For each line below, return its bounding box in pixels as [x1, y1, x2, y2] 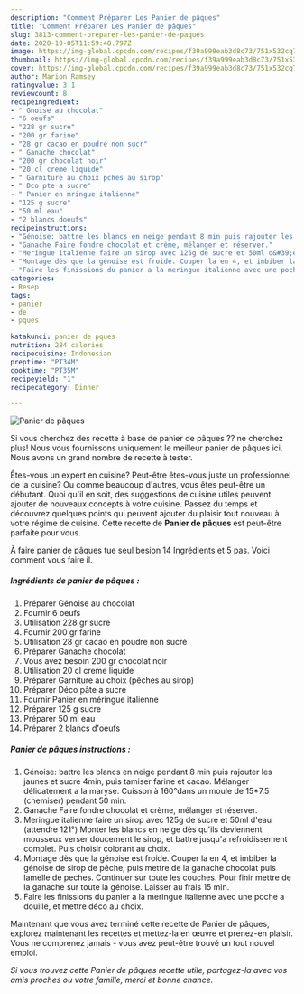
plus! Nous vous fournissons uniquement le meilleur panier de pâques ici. [10, 442, 283, 453]
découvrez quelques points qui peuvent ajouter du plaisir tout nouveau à [10, 508, 280, 519]
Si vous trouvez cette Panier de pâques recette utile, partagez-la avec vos [10, 965, 288, 976]
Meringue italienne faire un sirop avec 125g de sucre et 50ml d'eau [23, 815, 272, 826]
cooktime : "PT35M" [10, 365, 79, 375]
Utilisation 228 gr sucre [23, 617, 111, 629]
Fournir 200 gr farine [23, 627, 102, 638]
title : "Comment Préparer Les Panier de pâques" [10, 22, 197, 31]
